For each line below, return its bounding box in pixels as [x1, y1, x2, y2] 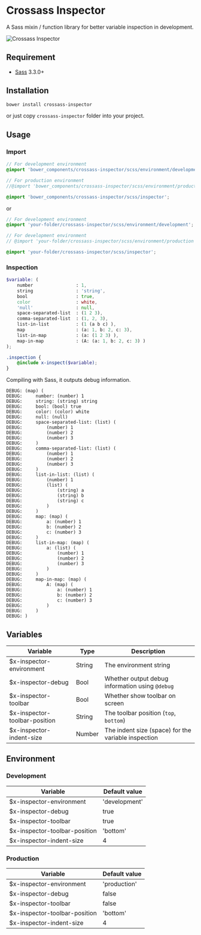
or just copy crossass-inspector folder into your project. [6, 112, 145, 120]
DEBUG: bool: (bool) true [6, 403, 82, 410]
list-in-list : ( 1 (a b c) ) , [17, 321, 117, 327]
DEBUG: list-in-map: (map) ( [6, 540, 90, 546]
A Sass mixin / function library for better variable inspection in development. [6, 23, 194, 31]
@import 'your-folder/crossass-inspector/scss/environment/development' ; [6, 222, 194, 228]
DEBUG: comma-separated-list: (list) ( [6, 445, 117, 452]
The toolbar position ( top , [104, 709, 176, 717]
